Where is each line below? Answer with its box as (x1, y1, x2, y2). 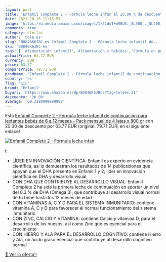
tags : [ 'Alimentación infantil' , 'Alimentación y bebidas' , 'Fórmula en (5, 48, 156, 53)
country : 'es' (5, 76, 35, 81)
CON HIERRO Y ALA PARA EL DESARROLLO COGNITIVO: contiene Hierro (12, 231, 161, 237)
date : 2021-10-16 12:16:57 (5, 16, 61, 21)
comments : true (5, 26, 37, 31)
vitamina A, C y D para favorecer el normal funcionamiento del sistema (12, 205, 157, 211)
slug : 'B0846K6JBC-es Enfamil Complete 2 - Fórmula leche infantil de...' (5, 40, 163, 44)
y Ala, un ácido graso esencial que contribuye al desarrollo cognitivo (12, 237, 152, 243)
